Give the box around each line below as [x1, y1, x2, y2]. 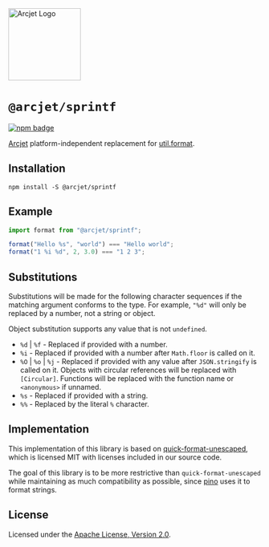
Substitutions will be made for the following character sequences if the [8, 292, 243, 301]
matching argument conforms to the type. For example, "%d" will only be [8, 300, 247, 310]
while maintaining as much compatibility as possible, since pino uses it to [8, 476, 251, 486]
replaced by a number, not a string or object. [8, 309, 156, 318]
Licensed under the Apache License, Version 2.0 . [8, 529, 171, 539]
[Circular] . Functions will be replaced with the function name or [19, 374, 234, 383]
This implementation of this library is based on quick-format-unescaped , [8, 444, 249, 453]
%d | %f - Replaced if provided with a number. [19, 340, 168, 349]
